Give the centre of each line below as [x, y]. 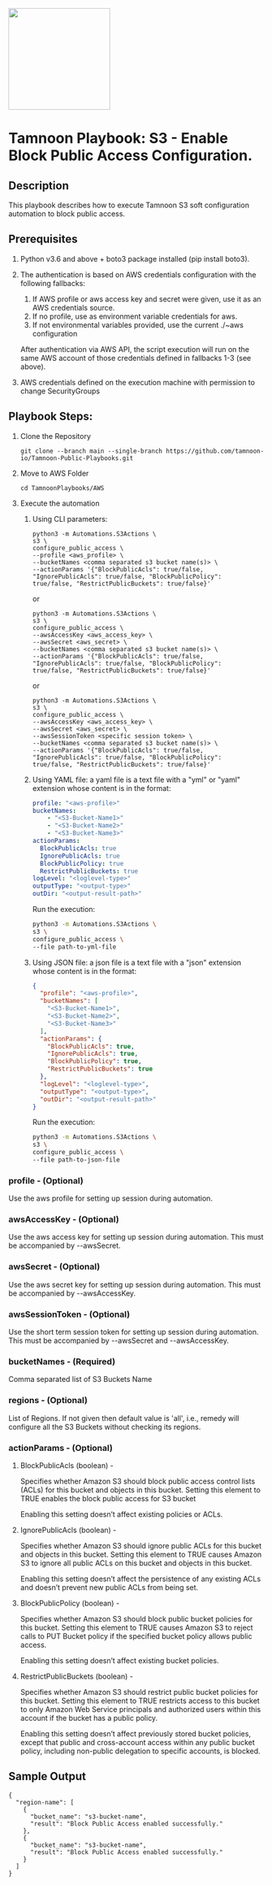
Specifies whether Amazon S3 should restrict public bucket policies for [139, 1692]
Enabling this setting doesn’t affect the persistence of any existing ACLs [140, 1579]
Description [39, 186]
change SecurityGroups [60, 391]
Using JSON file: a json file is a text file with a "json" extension [137, 962]
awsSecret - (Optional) [54, 1266]
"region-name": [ [45, 1802]
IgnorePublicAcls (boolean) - [68, 1530]
